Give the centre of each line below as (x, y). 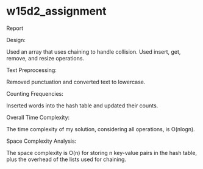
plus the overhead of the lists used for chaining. (66, 159)
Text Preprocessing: (31, 70)
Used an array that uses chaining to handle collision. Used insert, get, (94, 52)
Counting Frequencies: (35, 93)
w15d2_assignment (56, 11)
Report (15, 28)
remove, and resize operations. (45, 58)
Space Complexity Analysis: (41, 141)
